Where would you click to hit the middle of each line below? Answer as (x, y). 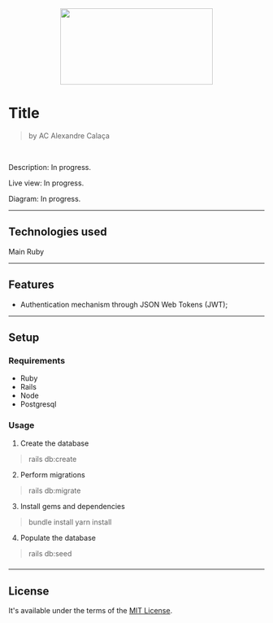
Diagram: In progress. (45, 198)
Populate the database (58, 538)
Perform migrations (52, 474)
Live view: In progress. (46, 183)
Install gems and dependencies (73, 506)
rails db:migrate (54, 490)
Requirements (37, 360)
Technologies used (58, 232)
